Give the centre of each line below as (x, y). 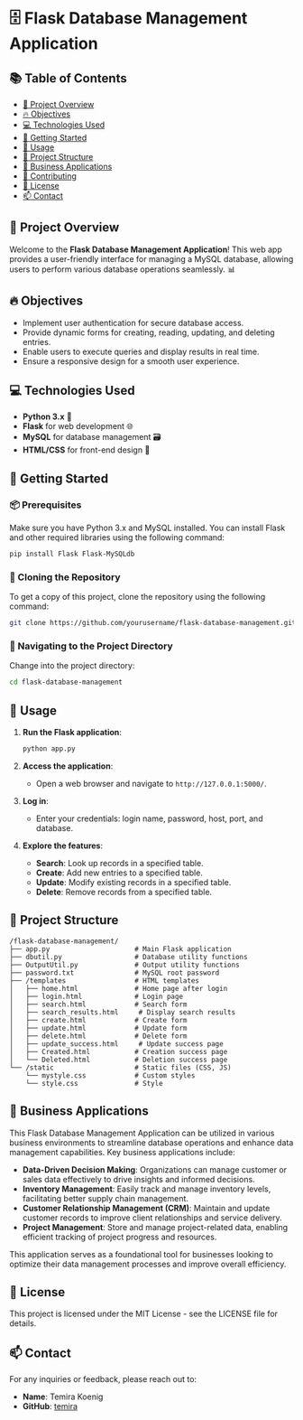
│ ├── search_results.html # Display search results (123, 1012)
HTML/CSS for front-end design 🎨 (86, 450)
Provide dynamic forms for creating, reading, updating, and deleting (148, 332)
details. (23, 1323)
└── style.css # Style (95, 1083)
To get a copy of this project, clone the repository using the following (138, 597)
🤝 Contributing (49, 176)
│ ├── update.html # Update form (98, 1028)
